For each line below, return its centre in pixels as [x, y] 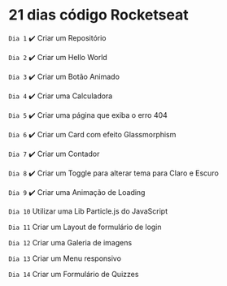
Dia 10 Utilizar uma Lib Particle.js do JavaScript [88, 211]
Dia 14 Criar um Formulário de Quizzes [74, 274]
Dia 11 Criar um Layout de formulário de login [85, 227]
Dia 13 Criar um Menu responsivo [65, 258]
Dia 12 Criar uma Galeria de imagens [70, 242]
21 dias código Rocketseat [98, 15]
